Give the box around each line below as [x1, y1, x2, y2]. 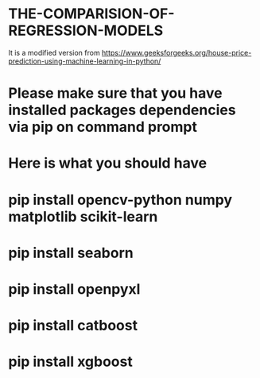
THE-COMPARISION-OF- [8, 5, 175, 23]
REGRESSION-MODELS [8, 21, 164, 40]
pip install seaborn [8, 244, 134, 262]
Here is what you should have [8, 154, 208, 172]
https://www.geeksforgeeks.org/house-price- [102, 48, 252, 57]
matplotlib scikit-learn [8, 207, 158, 226]
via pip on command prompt [8, 118, 197, 136]
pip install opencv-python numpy [8, 191, 233, 209]
